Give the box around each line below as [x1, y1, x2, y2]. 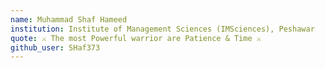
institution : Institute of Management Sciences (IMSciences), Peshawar [10, 24, 315, 34]
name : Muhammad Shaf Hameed [10, 14, 128, 25]
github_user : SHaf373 [10, 42, 101, 53]
